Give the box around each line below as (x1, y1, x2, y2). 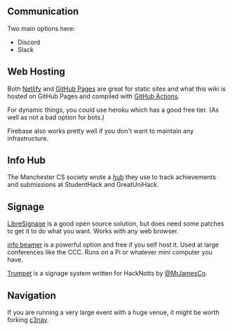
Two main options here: (7, 24, 76, 32)
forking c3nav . (7, 316, 49, 324)
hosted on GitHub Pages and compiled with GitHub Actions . (7, 91, 180, 100)
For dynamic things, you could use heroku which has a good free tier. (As (7, 105, 219, 114)
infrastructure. (7, 134, 49, 143)
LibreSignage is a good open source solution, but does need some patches (7, 219, 225, 228)
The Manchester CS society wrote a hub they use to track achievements (7, 173, 216, 181)
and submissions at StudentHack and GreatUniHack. (7, 181, 159, 189)
